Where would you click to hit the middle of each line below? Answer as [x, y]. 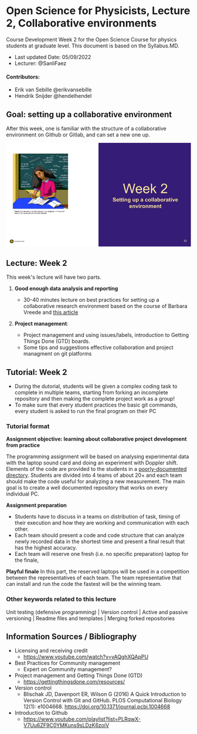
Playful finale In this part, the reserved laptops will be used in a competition [98, 572]
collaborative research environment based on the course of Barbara [105, 306]
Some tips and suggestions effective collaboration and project [98, 347]
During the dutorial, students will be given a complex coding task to [96, 386]
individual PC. [23, 494]
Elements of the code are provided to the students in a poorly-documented [96, 469]
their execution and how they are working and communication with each [102, 523]
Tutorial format [28, 426]
